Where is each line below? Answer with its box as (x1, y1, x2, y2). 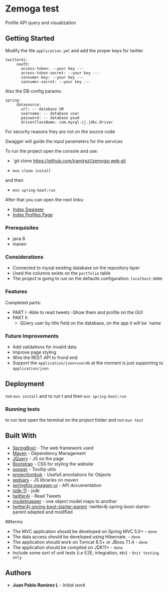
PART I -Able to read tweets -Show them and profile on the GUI (12, 309, 143, 315)
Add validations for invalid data (12, 343, 77, 349)
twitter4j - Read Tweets (12, 493, 61, 499)
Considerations (5, 253, 44, 260)
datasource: (16, 102, 42, 107)
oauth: (16, 61, 30, 67)
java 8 (12, 235, 26, 242)
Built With (5, 431, 37, 440)
